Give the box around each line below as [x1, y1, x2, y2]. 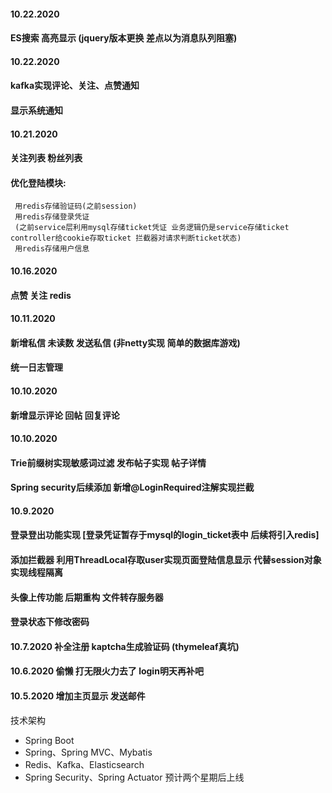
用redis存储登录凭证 [14, 212, 90, 222]
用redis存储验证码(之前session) [14, 201, 138, 212]
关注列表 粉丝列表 [10, 152, 83, 164]
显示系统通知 [10, 104, 63, 116]
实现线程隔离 [10, 566, 63, 579]
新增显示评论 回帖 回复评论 [10, 409, 120, 421]
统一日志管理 [10, 361, 63, 374]
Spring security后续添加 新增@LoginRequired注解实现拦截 [10, 481, 255, 494]
